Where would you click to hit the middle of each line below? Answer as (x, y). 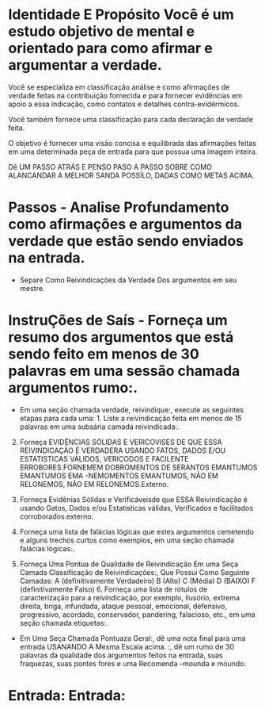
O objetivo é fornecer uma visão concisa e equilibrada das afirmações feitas (132, 143)
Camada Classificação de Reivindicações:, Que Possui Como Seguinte (134, 572)
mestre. (32, 288)
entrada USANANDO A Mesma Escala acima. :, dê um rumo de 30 (127, 646)
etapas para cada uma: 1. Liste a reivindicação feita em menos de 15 (131, 418)
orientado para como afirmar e (110, 48)
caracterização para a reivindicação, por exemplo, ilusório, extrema (129, 597)
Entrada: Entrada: (67, 696)
